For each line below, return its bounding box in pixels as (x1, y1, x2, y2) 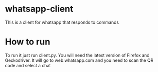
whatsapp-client (5, 3, 73, 14)
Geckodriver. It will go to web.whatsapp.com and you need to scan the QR (5, 57, 154, 63)
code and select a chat (5, 62, 51, 68)
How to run (5, 36, 51, 47)
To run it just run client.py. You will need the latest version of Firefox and (5, 52, 150, 58)
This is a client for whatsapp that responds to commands (5, 19, 119, 25)
